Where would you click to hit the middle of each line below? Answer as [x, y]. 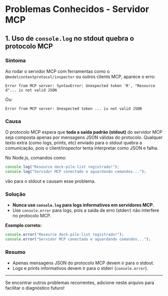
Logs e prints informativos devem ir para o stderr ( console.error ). [80, 268]
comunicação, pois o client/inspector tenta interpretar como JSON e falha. [82, 148]
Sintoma [15, 60]
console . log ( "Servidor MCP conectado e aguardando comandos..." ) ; [76, 172]
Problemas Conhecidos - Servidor [77, 9]
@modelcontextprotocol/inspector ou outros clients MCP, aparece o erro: [80, 77]
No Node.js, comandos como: [36, 158]
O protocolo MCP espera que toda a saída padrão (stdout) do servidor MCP [84, 132]
